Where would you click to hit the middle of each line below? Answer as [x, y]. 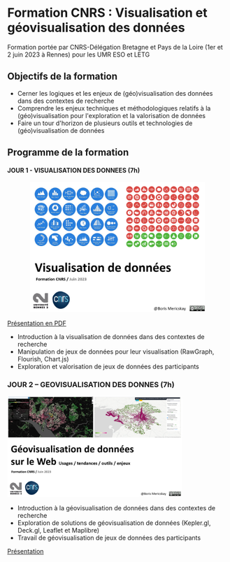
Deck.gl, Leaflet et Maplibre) [58, 530]
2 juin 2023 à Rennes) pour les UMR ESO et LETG [79, 55]
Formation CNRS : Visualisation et [107, 13]
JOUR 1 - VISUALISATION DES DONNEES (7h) [74, 170]
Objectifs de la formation [62, 77]
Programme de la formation [68, 153]
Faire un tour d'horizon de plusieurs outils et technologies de [105, 123]
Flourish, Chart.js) [43, 359]
